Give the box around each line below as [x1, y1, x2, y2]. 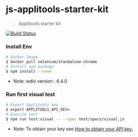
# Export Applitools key [6, 102, 59, 107]
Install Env [6, 43, 32, 50]
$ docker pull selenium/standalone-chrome [6, 60, 97, 65]
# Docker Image [6, 54, 38, 60]
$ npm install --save [6, 69, 52, 74]
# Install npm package [6, 64, 54, 69]
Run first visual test [6, 91, 55, 98]
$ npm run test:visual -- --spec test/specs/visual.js [6, 116, 125, 122]
